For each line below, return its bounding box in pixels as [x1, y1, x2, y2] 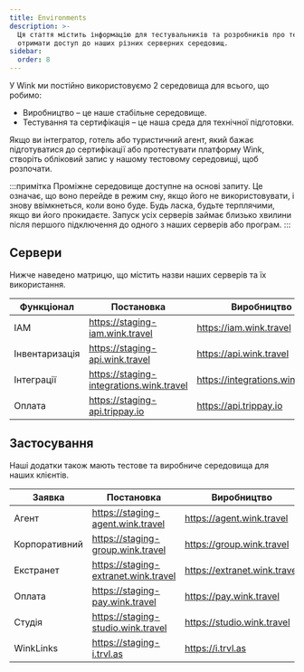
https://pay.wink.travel [184, 590, 280, 602]
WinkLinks [14, 641, 59, 654]
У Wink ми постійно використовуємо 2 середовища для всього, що [9, 80, 270, 90]
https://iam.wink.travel [196, 321, 291, 334]
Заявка [32, 490, 65, 503]
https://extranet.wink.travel [184, 563, 299, 576]
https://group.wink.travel [184, 537, 290, 550]
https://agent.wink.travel [184, 512, 289, 525]
